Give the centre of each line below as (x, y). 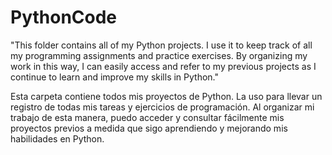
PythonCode (64, 17)
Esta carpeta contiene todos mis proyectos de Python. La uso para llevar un (166, 96)
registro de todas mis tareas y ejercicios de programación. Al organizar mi (162, 107)
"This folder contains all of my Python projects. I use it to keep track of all (161, 45)
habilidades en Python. (57, 138)
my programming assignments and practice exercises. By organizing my (159, 55)
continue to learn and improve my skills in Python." (115, 77)
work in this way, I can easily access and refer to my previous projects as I (163, 66)
